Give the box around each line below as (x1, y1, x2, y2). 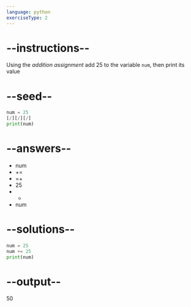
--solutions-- (6, 222, 75, 237)
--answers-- (6, 142, 72, 156)
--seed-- (6, 89, 53, 103)
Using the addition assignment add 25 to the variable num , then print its (6, 61, 185, 69)
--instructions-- (6, 41, 90, 55)
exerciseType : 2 (6, 15, 48, 21)
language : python (6, 9, 51, 15)
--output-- (6, 275, 61, 289)
